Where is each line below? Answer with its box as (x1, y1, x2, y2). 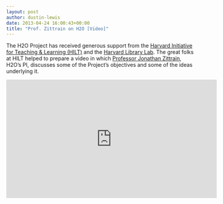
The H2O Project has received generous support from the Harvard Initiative (6, 42, 193, 49)
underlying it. (6, 67, 39, 75)
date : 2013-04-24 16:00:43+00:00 (6, 20, 90, 26)
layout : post (6, 8, 39, 15)
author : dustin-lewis (6, 14, 61, 20)
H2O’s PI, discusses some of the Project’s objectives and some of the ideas (6, 61, 193, 69)
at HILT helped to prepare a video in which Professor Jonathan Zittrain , (6, 55, 182, 62)
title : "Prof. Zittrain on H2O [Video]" (6, 25, 109, 32)
